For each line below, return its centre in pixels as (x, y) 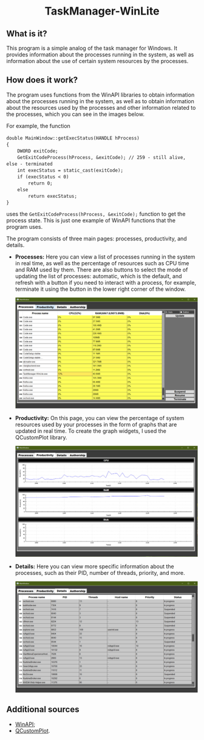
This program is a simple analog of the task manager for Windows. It (92, 48)
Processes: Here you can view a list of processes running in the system (105, 257)
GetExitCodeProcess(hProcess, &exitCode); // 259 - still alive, (102, 157)
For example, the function (39, 126)
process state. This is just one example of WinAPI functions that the (91, 220)
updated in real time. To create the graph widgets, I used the (91, 431)
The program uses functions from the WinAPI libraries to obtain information (100, 95)
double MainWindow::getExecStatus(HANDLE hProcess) (73, 138)
